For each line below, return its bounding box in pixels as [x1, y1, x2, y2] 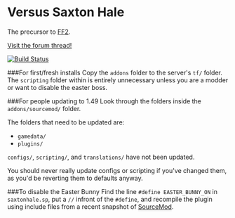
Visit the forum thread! [7, 41, 72, 49]
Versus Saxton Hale [7, 4, 125, 20]
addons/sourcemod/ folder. [7, 104, 81, 113]
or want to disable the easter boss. [7, 83, 107, 91]
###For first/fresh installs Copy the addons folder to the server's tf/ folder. [7, 68, 222, 77]
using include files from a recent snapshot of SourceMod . [7, 202, 174, 211]
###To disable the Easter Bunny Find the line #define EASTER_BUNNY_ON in [7, 187, 217, 195]
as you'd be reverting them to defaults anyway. [7, 174, 143, 182]
